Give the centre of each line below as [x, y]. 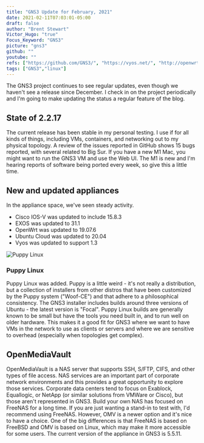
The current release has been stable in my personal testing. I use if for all [98, 133]
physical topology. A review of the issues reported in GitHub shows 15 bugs [101, 145]
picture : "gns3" [27, 46]
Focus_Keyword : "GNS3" [35, 40]
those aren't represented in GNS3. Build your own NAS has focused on [95, 402]
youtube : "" [21, 57]
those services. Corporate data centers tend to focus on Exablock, [90, 389]
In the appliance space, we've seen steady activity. [70, 205]
